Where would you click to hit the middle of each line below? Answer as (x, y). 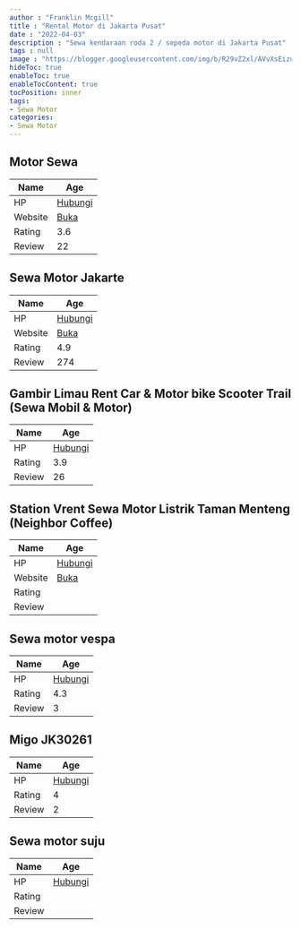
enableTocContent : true (54, 84)
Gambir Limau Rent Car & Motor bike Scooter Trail (150, 394)
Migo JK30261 (51, 740)
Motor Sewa (44, 162)
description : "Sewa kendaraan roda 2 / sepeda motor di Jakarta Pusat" (148, 43)
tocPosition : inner (46, 92)
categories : (31, 117)
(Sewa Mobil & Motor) (71, 408)
